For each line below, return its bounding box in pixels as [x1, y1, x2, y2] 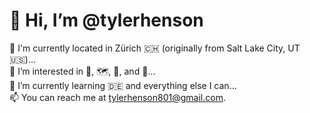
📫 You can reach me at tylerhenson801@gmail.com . [9, 91, 226, 103]
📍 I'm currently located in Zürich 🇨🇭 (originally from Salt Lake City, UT [9, 42, 301, 54]
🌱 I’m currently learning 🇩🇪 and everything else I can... [9, 79, 237, 91]
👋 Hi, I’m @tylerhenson [9, 9, 204, 32]
